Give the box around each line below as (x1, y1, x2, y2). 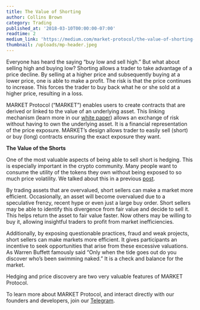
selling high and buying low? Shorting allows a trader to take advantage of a (6, 64, 192, 71)
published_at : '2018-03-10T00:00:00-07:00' (6, 25, 116, 32)
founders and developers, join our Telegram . (6, 297, 115, 304)
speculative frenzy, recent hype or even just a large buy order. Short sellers (6, 199, 191, 206)
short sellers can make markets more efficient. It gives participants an (6, 236, 177, 243)
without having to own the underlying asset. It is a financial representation (6, 120, 187, 127)
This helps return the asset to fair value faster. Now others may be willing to (6, 212, 192, 219)
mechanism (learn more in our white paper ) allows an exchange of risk (6, 114, 180, 121)
